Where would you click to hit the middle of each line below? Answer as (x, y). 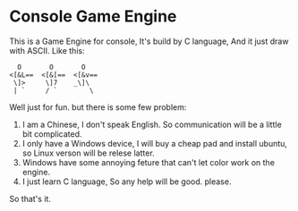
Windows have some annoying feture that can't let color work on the (149, 162)
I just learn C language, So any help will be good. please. (127, 181)
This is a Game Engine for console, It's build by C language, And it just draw (149, 41)
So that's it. (30, 198)
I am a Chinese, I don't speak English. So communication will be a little (152, 124)
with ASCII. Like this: (47, 50)
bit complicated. (52, 134)
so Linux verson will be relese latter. (88, 153)
